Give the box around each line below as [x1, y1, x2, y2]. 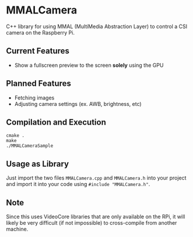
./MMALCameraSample [6, 143, 54, 149]
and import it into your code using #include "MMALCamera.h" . [6, 181, 150, 188]
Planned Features [6, 78, 72, 88]
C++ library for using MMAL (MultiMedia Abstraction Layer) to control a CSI [6, 23, 188, 30]
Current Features [6, 46, 70, 56]
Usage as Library [6, 159, 69, 169]
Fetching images [14, 94, 55, 101]
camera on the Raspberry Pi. [6, 29, 75, 36]
